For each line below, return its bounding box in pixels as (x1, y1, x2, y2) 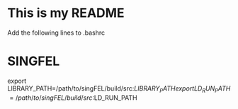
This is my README (7, 5, 125, 21)
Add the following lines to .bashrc (7, 28, 106, 37)
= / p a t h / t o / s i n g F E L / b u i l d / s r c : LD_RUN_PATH (9, 93, 137, 102)
